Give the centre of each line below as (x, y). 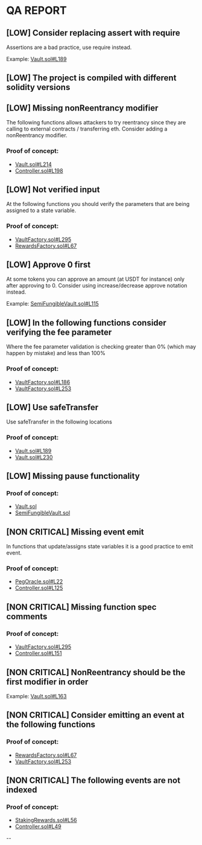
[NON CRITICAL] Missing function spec (81, 607)
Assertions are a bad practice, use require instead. (69, 47)
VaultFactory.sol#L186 (43, 382)
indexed (22, 790)
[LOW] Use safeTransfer (52, 407)
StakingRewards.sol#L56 (46, 820)
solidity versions (38, 87)
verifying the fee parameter (59, 332)
